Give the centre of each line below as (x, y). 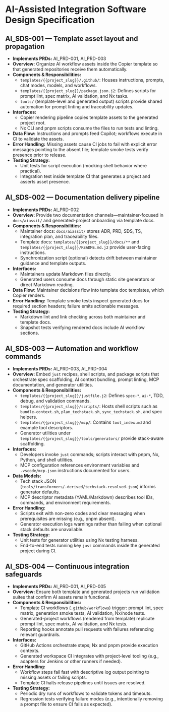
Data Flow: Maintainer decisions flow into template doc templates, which (88, 290)
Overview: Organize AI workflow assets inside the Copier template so (85, 64)
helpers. (29, 417)
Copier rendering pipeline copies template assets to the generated (89, 117)
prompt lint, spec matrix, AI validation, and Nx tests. (74, 624)
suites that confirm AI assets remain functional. (62, 597)
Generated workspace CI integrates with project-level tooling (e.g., (89, 656)
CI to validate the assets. (38, 139)
